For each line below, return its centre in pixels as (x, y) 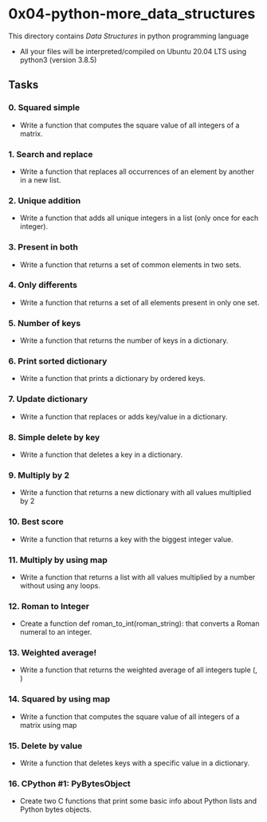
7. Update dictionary (48, 399)
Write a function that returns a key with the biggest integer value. (126, 539)
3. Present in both (43, 247)
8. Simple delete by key (54, 437)
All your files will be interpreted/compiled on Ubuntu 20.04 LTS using (133, 51)
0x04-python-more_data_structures (132, 14)
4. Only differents (43, 285)
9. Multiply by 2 (39, 475)
